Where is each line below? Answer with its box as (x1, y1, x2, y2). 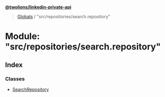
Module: (5, 31, 40, 42)
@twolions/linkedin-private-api (5, 4, 72, 10)
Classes (5, 75, 25, 82)
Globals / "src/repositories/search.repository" (17, 14, 111, 19)
